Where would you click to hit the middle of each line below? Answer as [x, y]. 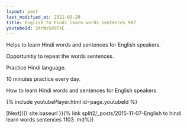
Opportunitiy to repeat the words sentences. [60, 56]
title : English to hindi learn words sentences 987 [71, 22]
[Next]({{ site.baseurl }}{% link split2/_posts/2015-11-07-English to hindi [94, 113]
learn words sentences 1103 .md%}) [50, 120]
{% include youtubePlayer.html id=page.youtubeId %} [72, 102]
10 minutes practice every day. [43, 79]
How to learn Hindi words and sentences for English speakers [81, 91]
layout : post [22, 12]
